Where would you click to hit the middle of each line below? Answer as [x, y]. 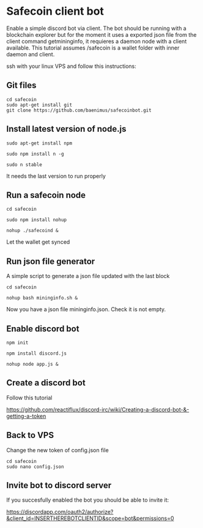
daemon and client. [31, 54]
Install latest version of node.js [66, 129]
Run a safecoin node [46, 195]
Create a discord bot [46, 383]
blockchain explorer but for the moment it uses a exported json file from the [102, 34]
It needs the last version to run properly [56, 176]
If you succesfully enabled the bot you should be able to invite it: [88, 500]
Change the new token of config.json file [57, 450]
